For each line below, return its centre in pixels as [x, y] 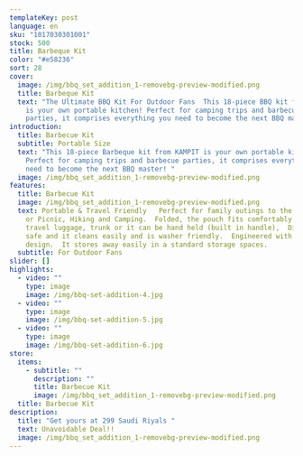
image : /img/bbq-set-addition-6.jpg [95, 345]
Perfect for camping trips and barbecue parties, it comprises [147, 160]
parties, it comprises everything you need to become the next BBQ [155, 118]
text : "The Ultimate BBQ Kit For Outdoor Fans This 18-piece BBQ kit [153, 102]
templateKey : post [44, 18]
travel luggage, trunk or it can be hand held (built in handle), [153, 228]
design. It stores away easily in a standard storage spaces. [147, 245]
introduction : [36, 127]
